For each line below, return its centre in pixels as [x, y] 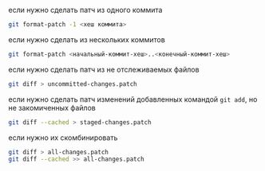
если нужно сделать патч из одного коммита [85, 10]
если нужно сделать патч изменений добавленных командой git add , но [133, 99]
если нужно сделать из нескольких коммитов [87, 39]
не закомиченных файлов [52, 107]
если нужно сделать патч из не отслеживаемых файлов [104, 69]
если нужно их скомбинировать [63, 138]
